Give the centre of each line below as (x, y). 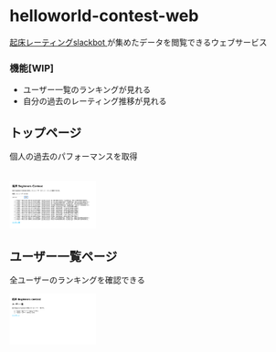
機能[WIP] (32, 67)
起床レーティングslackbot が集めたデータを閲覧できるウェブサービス (138, 42)
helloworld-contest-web (104, 16)
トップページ (46, 133)
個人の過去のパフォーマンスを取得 (74, 157)
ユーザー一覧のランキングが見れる (87, 90)
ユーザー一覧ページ (64, 257)
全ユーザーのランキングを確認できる (78, 280)
